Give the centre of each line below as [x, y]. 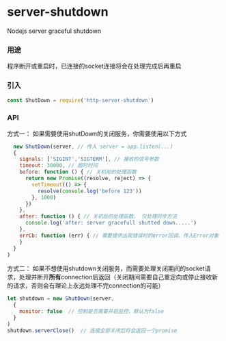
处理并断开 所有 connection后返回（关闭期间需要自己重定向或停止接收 [115, 277]
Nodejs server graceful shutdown [54, 31]
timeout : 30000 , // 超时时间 [59, 166]
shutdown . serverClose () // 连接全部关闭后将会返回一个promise [92, 330]
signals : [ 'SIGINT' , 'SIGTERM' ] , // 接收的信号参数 [89, 159]
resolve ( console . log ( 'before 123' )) [89, 191]
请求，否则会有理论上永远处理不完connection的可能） [88, 286]
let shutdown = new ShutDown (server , [61, 299]
